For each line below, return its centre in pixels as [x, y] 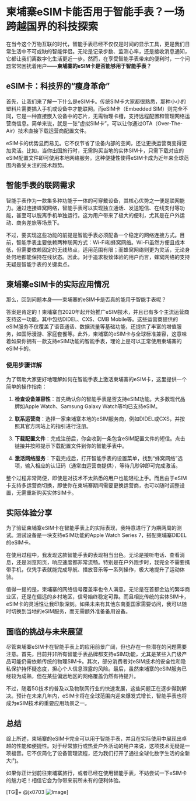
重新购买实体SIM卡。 [51, 492]
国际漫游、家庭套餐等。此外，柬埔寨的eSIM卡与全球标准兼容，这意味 [104, 334]
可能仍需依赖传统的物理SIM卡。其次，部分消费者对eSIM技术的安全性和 [96, 662]
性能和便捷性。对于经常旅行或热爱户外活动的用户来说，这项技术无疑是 [100, 746]
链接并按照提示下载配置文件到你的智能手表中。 [71, 446]
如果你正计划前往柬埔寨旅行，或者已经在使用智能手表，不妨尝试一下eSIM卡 [97, 773]
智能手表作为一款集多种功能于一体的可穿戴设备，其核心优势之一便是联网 [93, 200]
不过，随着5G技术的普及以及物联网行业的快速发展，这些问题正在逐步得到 [94, 689]
